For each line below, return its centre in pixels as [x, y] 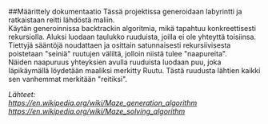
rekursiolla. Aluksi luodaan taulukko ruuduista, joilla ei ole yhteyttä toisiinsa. [132, 37]
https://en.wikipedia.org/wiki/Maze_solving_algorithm [97, 111]
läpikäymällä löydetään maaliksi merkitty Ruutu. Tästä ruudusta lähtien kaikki [134, 70]
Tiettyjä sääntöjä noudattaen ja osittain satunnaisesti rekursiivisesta [120, 45]
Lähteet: [22, 94]
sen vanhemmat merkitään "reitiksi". [68, 79]
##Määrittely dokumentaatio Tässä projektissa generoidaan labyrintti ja [125, 12]
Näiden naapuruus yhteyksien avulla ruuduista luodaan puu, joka [115, 62]
